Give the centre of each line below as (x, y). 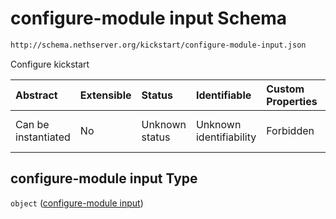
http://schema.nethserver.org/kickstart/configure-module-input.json (158, 45)
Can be (32, 124)
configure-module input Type (104, 178)
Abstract (36, 95)
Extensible (105, 95)
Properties (292, 101)
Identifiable (223, 95)
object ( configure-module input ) (77, 203)
